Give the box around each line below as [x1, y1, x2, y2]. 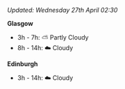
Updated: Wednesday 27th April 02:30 [7, 6, 118, 14]
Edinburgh [7, 60, 38, 68]
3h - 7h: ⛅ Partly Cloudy [17, 33, 89, 41]
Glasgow [7, 19, 33, 27]
